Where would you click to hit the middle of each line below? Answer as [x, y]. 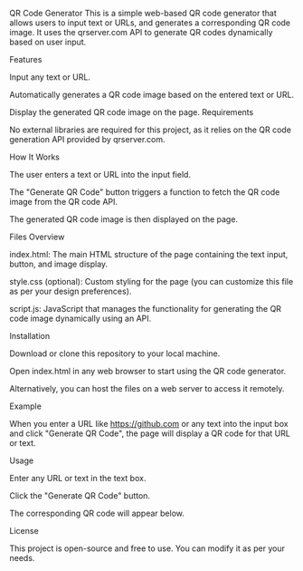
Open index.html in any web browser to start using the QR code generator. [148, 371]
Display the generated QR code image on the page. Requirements [132, 112]
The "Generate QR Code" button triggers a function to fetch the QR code [145, 192]
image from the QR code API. [64, 202]
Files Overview [37, 237]
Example [26, 406]
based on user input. [48, 42]
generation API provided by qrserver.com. [87, 139]
